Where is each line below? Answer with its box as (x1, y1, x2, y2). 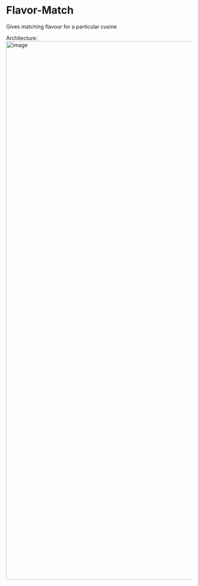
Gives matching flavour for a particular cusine (6, 23, 117, 30)
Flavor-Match (6, 4, 74, 17)
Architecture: (6, 34, 38, 41)
